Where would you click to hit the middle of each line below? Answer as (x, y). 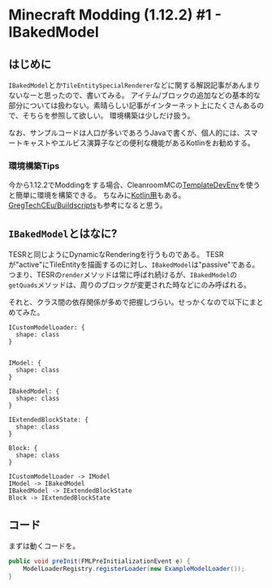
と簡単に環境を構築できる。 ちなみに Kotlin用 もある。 (97, 195)
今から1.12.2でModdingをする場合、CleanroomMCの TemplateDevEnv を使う (134, 185)
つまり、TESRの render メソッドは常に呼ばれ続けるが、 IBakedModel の (123, 275)
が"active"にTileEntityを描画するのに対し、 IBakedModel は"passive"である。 (134, 264)
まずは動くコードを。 (44, 546)
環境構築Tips (34, 165)
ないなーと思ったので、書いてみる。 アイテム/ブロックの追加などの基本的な (135, 95)
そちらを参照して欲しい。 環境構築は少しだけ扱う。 (108, 116)
